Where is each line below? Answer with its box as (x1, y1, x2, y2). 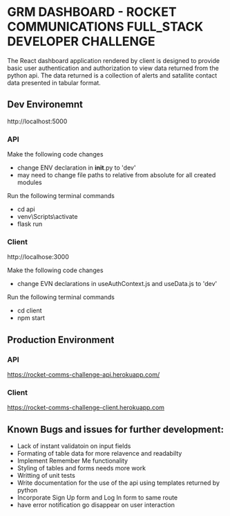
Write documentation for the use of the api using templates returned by (17, 479, 220, 487)
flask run (17, 220, 43, 229)
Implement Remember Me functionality (17, 456, 128, 465)
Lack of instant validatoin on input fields (17, 442, 131, 450)
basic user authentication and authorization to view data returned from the (7, 64, 219, 72)
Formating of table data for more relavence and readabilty (17, 450, 182, 458)
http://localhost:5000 (7, 117, 68, 125)
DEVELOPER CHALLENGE (7, 34, 155, 49)
